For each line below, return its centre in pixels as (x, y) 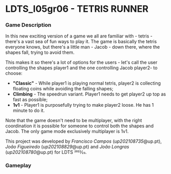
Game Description (28, 25)
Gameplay (18, 166)
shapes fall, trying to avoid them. (40, 52)
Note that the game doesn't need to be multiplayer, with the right (74, 121)
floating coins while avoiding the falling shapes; (63, 89)
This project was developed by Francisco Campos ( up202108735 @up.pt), (83, 141)
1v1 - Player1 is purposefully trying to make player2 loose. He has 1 (83, 105)
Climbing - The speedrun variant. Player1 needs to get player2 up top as (89, 94)
